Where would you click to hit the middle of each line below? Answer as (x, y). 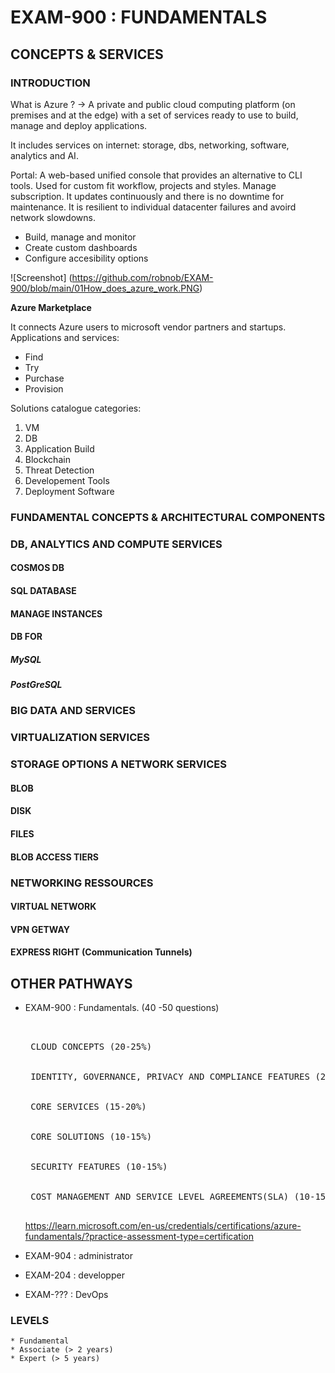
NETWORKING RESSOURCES (82, 883)
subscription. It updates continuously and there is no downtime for (147, 196)
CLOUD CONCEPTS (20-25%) (91, 1047)
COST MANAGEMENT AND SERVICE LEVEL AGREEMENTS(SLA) (160, 1197)
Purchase (44, 378)
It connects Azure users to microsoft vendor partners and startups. (148, 327)
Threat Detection (59, 470)
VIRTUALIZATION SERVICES (80, 738)
